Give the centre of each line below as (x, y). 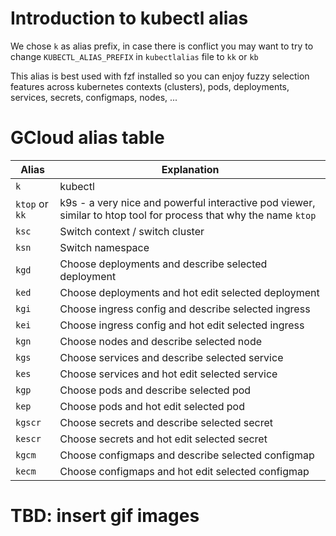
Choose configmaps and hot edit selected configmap (184, 471)
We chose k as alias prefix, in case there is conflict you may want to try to (162, 46)
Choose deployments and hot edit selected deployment (189, 292)
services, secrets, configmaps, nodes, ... (94, 97)
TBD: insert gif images (105, 516)
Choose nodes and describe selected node (161, 341)
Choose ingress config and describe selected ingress (185, 309)
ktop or (32, 204)
